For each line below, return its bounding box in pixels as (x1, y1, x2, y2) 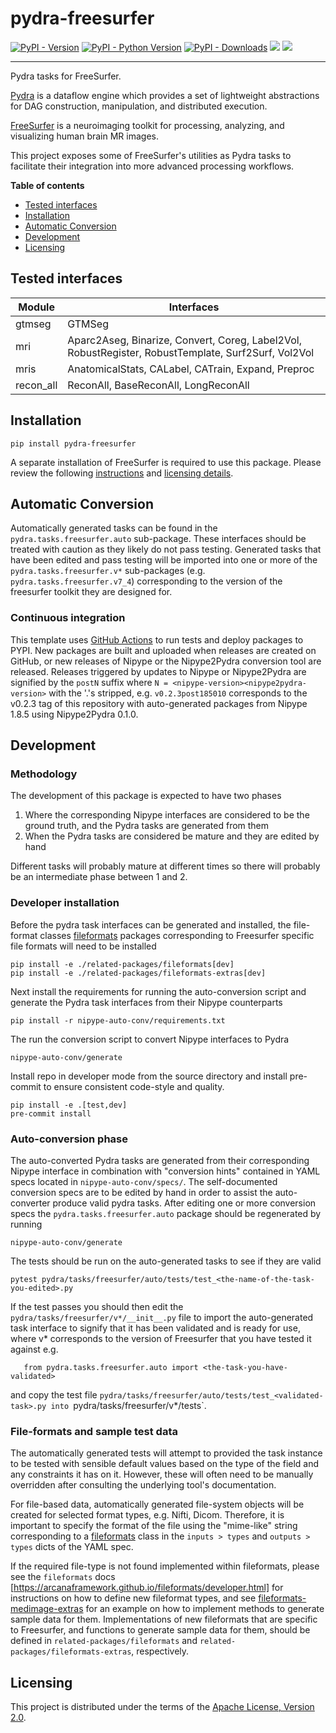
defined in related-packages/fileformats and (10, 1635, 198, 1647)
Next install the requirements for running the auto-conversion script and (10, 985, 307, 997)
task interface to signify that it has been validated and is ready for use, (10, 1322, 301, 1334)
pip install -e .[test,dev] (10, 1100, 128, 1110)
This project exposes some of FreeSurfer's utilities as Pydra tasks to (10, 149, 292, 161)
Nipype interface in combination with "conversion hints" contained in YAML (10, 1165, 321, 1177)
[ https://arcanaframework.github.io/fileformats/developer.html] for (10, 1582, 284, 1594)
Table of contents (10, 179, 85, 191)
